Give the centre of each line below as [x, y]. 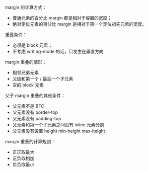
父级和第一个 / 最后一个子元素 [43, 79]
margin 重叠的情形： [26, 62]
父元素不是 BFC [28, 106]
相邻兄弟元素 [25, 73]
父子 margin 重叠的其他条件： [35, 95]
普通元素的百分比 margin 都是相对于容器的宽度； [62, 18]
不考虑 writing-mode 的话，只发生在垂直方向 [58, 51]
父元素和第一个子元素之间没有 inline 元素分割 [58, 125]
